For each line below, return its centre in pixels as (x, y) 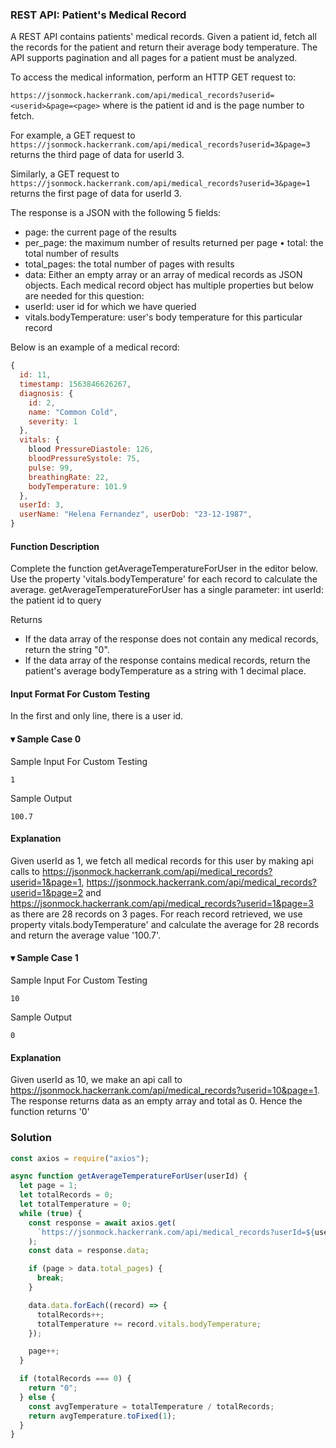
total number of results (72, 254)
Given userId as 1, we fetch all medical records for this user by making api (162, 860)
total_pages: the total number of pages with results (129, 264)
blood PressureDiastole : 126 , (91, 449)
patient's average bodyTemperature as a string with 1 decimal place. (165, 671)
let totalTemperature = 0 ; (75, 1204)
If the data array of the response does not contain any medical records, (171, 639)
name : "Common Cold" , (73, 412)
